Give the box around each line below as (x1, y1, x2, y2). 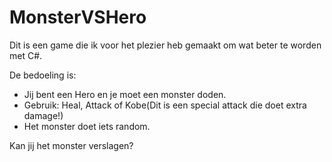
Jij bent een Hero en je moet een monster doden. (23, 88, 227, 100)
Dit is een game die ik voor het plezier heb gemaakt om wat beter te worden (9, 39, 322, 51)
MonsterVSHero (9, 6, 147, 29)
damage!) (23, 109, 64, 121)
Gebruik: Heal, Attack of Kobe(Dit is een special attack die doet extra (23, 99, 307, 111)
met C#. (9, 49, 43, 61)
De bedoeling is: (9, 69, 77, 81)
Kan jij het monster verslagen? (9, 139, 134, 151)
